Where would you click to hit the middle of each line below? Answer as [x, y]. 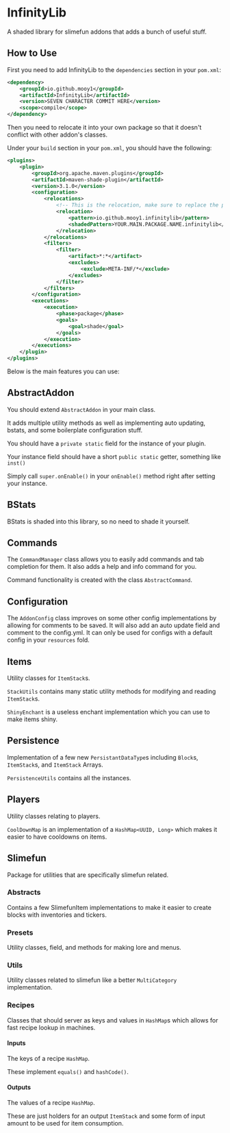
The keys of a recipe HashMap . [49, 1058]
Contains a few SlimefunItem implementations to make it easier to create [110, 907]
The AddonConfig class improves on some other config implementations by [112, 618]
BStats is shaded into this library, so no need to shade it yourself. [99, 521]
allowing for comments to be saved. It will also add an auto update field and [114, 625]
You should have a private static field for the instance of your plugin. [107, 443]
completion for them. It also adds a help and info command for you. [102, 567]
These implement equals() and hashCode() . [68, 1071]
